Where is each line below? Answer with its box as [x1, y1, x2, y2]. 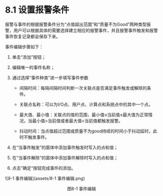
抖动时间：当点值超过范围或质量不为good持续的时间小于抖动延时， [19, 128, 153, 134]
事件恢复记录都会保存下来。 [5, 33, 61, 39]
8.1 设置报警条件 [5, 4, 69, 16]
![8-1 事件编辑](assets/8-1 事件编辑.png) [5, 175, 85, 181]
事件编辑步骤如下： [5, 44, 44, 49]
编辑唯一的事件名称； [12, 64, 55, 70]
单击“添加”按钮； [12, 54, 46, 60]
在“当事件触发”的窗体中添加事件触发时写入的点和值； [12, 144, 118, 150]
